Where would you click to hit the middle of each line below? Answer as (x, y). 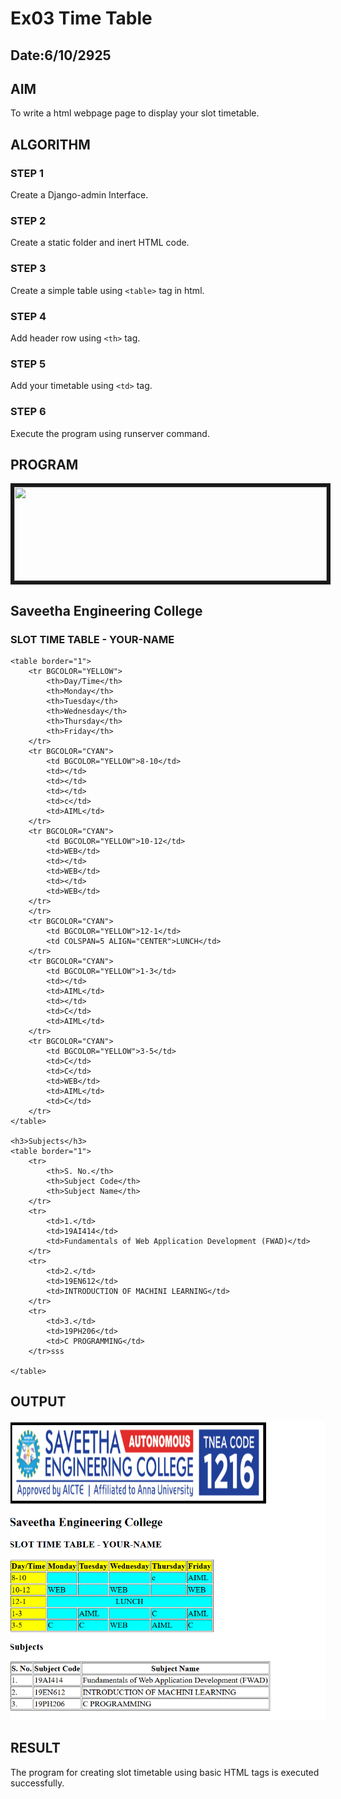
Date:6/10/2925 (61, 55)
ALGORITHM (50, 144)
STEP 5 (28, 364)
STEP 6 (28, 412)
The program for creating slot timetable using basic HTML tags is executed (165, 1772)
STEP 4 (28, 316)
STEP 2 (28, 220)
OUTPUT (38, 1402)
